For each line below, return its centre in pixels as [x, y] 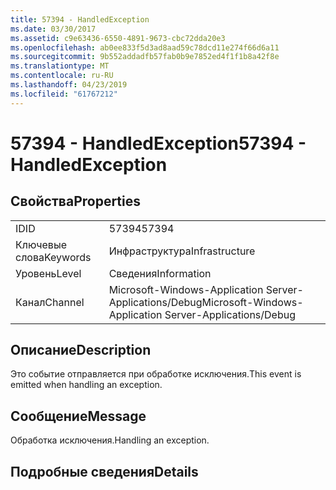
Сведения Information [160, 273]
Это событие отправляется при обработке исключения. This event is [156, 374]
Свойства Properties [76, 201]
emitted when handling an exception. [86, 385]
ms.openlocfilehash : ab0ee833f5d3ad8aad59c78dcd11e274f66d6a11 [145, 47]
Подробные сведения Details [104, 471]
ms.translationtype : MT [60, 66]
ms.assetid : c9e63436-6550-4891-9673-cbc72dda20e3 [118, 38]
